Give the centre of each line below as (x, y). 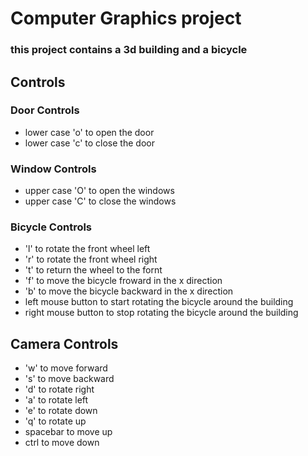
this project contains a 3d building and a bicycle (129, 50)
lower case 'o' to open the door (89, 132)
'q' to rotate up (55, 421)
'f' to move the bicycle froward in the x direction (123, 281)
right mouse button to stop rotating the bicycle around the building (161, 313)
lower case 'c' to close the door (89, 143)
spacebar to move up (68, 432)
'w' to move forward (66, 368)
